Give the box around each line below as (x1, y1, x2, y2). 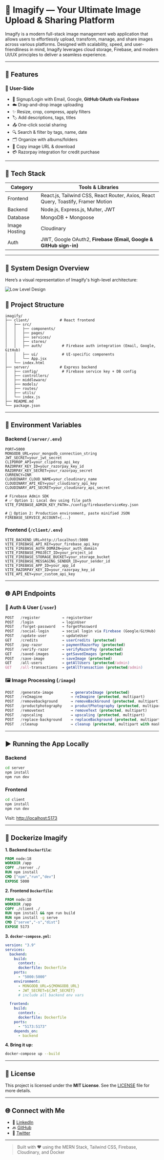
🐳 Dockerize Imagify (5, 834, 68, 842)
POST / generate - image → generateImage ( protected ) (5, 690, 130, 695)
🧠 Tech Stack (5, 169, 46, 178)
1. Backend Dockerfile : (5, 847, 52, 852)
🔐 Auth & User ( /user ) (5, 604, 57, 611)
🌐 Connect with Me (5, 1106, 65, 1115)
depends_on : (14, 1029, 38, 1034)
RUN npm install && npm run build (5, 911, 76, 916)
